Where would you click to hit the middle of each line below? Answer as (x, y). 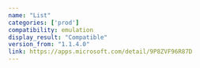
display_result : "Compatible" (58, 37)
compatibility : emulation (51, 30)
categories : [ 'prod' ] (44, 23)
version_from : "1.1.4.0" (49, 45)
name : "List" (30, 15)
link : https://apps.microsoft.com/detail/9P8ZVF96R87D (100, 52)
